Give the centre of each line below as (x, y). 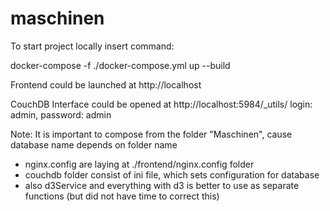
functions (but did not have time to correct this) (122, 196)
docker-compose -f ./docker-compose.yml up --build (120, 65)
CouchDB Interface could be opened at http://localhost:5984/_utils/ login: (161, 104)
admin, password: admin (61, 114)
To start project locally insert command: (92, 46)
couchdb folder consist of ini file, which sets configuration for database (172, 174)
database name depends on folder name (94, 144)
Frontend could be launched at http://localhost (106, 84)
